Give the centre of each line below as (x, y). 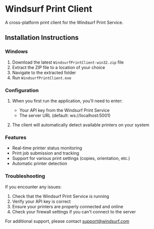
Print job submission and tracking (45, 153)
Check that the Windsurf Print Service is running (60, 196)
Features (16, 137)
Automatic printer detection (40, 163)
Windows (17, 52)
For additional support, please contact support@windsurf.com (67, 221)
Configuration (22, 90)
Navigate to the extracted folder (44, 72)
